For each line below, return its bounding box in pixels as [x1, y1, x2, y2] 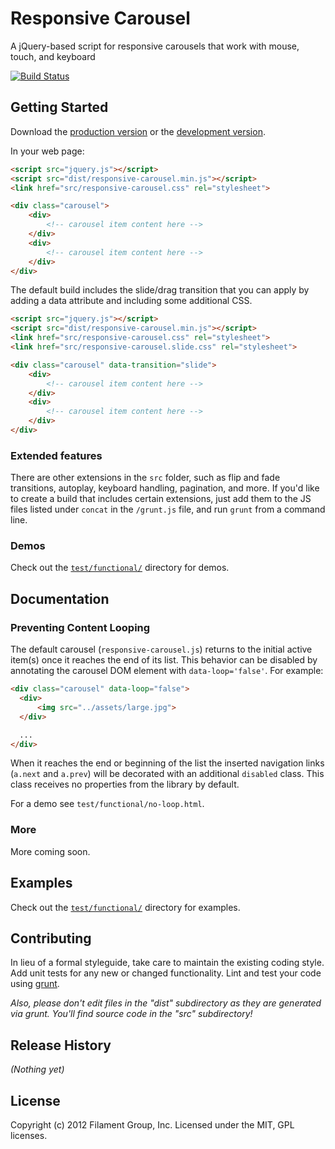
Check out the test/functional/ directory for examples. [10, 901, 241, 913]
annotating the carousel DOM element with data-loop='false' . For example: [10, 665, 324, 677]
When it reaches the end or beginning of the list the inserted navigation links [10, 757, 325, 769]
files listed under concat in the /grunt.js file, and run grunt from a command [10, 503, 326, 516]
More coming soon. [10, 845, 91, 857]
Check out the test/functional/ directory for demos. [10, 562, 230, 574]
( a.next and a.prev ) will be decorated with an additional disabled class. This [10, 768, 325, 780]
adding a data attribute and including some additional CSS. [10, 295, 253, 307]
